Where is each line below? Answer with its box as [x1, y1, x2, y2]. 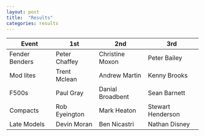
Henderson [148, 110, 180, 119]
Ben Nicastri [98, 120, 134, 129]
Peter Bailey [148, 54, 182, 62]
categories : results [6, 20, 59, 26]
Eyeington [56, 110, 85, 119]
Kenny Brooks [148, 71, 188, 80]
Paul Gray [56, 89, 84, 98]
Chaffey [56, 57, 79, 66]
